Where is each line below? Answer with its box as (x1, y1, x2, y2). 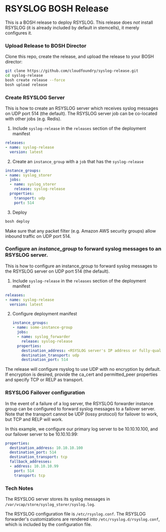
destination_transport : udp (21, 353, 79, 357)
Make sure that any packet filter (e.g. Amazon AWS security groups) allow (5, 228, 156, 234)
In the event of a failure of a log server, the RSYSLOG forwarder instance (5, 400, 154, 407)
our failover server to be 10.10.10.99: (5, 431, 78, 437)
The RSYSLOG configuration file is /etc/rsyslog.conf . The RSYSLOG (5, 511, 146, 517)
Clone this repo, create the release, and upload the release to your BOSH (5, 54, 154, 59)
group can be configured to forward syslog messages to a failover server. (5, 406, 156, 412)
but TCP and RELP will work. (5, 416, 63, 422)
